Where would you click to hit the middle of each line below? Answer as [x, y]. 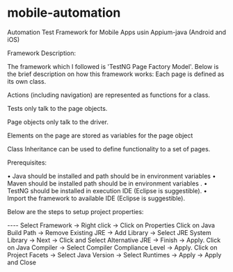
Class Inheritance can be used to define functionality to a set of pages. [109, 149]
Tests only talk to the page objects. [57, 108]
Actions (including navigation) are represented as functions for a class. [109, 95]
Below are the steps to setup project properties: [75, 211]
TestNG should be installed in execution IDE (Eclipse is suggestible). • [107, 190]
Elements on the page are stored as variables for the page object [100, 135]
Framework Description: [42, 53]
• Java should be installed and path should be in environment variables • [112, 176]
